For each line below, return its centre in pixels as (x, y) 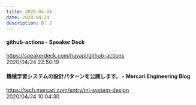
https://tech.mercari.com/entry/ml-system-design (68, 90)
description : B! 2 (29, 23)
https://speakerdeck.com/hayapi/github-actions (65, 55)
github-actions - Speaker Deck (46, 42)
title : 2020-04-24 (29, 12)
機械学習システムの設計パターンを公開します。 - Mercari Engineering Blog (98, 76)
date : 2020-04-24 (28, 17)
